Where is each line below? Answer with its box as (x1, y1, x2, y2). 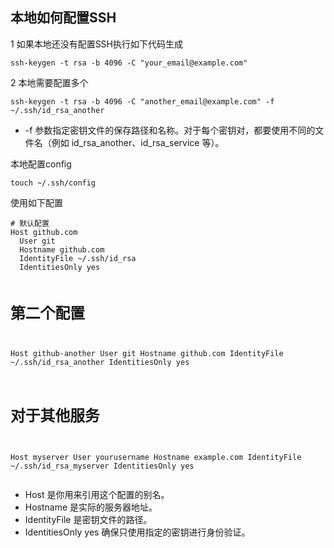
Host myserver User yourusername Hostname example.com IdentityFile (10, 453, 302, 463)
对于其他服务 (10, 407, 100, 426)
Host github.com (10, 227, 78, 237)
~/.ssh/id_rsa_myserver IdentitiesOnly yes (10, 461, 195, 472)
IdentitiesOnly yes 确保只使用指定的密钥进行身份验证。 (24, 526, 251, 538)
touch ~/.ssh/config (10, 178, 97, 188)
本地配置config (10, 158, 72, 170)
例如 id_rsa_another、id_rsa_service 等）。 (51, 136, 225, 148)
